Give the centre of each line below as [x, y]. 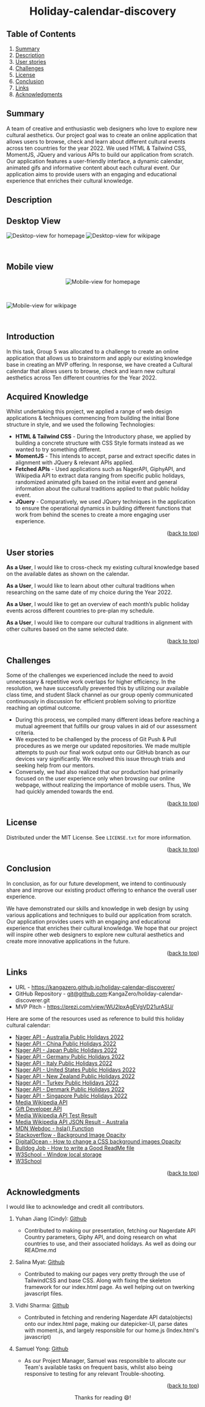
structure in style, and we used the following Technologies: [81, 424]
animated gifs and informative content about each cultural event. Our [93, 168]
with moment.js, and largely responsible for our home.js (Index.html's [112, 1330]
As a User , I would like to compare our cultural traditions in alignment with [99, 623]
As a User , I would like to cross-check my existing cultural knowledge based [103, 567]
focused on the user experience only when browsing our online [95, 779]
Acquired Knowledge [47, 397]
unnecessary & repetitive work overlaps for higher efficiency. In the [91, 682]
